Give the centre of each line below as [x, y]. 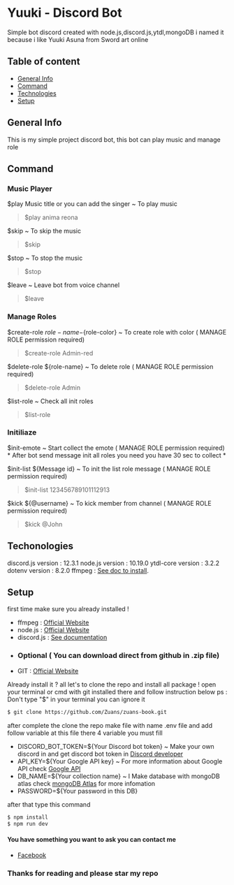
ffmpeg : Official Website [53, 622]
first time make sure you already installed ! [68, 609]
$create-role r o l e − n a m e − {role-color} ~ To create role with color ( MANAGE [117, 332]
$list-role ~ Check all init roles [50, 401]
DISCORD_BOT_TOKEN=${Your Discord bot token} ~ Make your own [116, 746]
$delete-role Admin [52, 387]
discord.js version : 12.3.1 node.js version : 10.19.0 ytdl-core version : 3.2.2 [114, 563]
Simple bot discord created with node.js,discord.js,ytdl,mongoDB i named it [116, 32]
